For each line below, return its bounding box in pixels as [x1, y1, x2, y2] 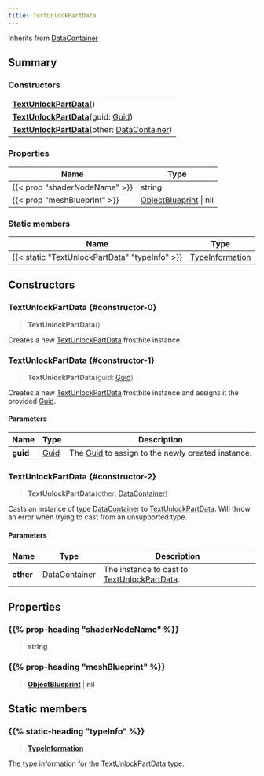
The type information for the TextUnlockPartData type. [8, 759, 185, 768]
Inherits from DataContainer [8, 33, 98, 42]
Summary [8, 56, 57, 69]
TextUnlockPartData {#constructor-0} [8, 302, 157, 313]
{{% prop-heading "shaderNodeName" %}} [8, 623, 179, 634]
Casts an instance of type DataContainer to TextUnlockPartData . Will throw [8, 504, 251, 514]
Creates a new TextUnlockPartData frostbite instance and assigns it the [8, 387, 240, 397]
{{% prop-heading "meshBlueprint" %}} [8, 662, 166, 673]
